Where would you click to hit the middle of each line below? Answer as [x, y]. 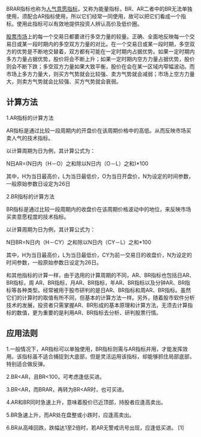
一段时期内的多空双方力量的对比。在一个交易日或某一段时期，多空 [108, 44]
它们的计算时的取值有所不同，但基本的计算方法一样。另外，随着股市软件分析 [100, 297]
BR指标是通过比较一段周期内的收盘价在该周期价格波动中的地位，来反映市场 [99, 209]
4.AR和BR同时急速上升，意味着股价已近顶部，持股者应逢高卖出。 [86, 402]
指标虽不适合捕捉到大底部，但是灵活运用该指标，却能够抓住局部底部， [108, 356]
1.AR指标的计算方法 [30, 117]
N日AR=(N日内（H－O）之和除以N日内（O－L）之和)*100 [77, 163]
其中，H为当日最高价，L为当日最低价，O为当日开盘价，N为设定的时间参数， [100, 176]
